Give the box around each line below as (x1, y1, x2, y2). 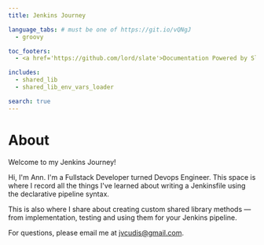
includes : (8, 68, 41, 77)
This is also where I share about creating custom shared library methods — (8, 204, 251, 214)
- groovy (15, 33, 44, 41)
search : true (8, 97, 51, 105)
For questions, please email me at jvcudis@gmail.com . (8, 228, 185, 237)
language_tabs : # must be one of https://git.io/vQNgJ (8, 25, 192, 34)
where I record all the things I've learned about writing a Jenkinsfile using (8, 181, 246, 190)
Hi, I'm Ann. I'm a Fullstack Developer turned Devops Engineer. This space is (8, 172, 256, 181)
